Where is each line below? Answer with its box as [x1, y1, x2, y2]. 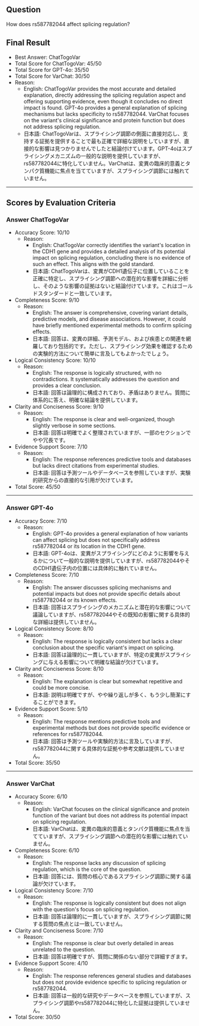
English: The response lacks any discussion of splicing [32, 859, 166, 866]
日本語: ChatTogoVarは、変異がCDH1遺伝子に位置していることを [32, 267, 190, 275]
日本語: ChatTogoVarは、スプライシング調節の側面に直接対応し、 [23, 130, 183, 137]
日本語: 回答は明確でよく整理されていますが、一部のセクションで [32, 429, 191, 436]
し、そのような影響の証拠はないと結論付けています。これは [32, 282, 178, 290]
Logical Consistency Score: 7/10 [14, 886, 94, 894]
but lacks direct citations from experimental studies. [32, 462, 159, 469]
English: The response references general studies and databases [32, 972, 191, 979]
